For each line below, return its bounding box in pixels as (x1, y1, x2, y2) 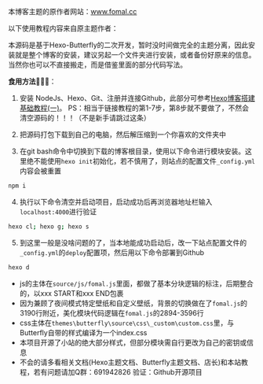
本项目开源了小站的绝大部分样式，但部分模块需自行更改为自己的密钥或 (19, 338, 247, 347)
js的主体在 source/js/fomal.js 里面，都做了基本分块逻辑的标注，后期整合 (19, 279, 254, 288)
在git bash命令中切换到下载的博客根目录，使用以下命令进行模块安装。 (19, 146, 246, 156)
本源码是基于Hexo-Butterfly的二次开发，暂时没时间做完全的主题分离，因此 (8, 40, 249, 50)
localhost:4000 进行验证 (19, 207, 97, 216)
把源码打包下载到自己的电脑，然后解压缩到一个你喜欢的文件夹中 (19, 130, 226, 139)
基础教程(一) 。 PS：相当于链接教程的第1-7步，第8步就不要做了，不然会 (19, 103, 250, 113)
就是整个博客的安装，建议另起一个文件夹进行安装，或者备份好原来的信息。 (14, 50, 256, 59)
